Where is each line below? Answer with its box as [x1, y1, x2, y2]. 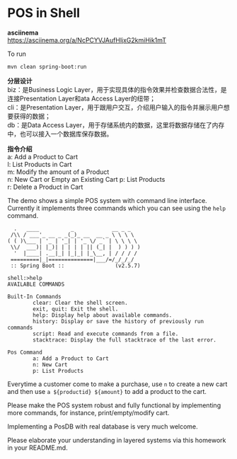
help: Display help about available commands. [33, 311, 173, 319]
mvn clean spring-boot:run [7, 63, 87, 70]
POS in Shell [7, 5, 80, 21]
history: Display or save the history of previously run [33, 318, 204, 325]
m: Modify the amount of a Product [7, 168, 110, 176]
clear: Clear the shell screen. [33, 299, 129, 306]
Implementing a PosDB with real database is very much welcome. [7, 422, 198, 431]
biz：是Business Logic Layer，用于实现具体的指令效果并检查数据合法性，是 [7, 85, 227, 93]
